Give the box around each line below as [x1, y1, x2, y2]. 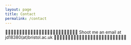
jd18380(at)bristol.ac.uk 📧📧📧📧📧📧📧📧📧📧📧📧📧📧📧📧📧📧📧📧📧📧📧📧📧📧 [5, 34, 127, 40]
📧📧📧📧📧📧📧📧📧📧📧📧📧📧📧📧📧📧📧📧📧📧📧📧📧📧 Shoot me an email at [5, 30, 122, 35]
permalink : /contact [5, 16, 47, 21]
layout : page [5, 7, 32, 12]
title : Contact [5, 12, 36, 16]
